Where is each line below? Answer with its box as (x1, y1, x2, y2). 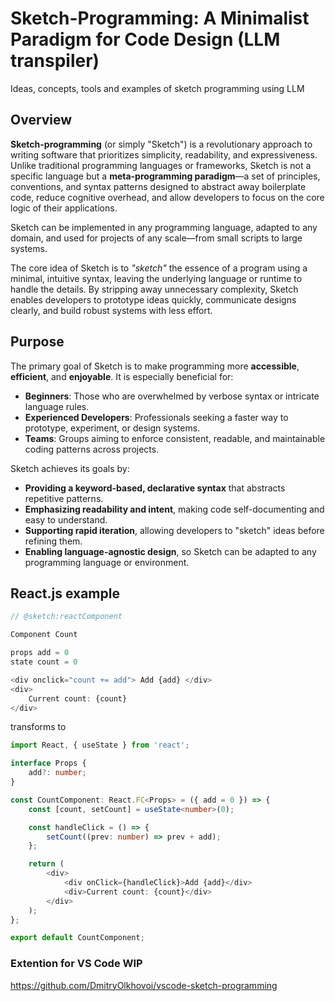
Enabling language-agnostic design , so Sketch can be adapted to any (24, 545, 317, 557)
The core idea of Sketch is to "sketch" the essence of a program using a (10, 262, 308, 274)
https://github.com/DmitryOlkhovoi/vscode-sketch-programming (10, 979, 278, 991)
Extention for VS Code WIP (10, 957, 143, 971)
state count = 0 (10, 657, 78, 667)
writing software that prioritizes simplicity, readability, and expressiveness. (10, 148, 318, 161)
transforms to (10, 721, 67, 733)
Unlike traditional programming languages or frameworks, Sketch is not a (10, 159, 312, 171)
